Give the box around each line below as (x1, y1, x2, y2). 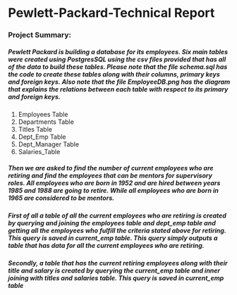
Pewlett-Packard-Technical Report (8, 5, 215, 21)
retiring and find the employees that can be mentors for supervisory (8, 171, 212, 180)
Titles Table (18, 125, 52, 134)
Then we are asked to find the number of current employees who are (8, 163, 214, 172)
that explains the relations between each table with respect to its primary (8, 84, 229, 93)
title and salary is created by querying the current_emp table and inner (8, 266, 221, 275)
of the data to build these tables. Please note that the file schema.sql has (8, 62, 228, 71)
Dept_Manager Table (18, 140, 80, 149)
